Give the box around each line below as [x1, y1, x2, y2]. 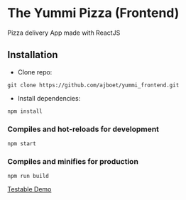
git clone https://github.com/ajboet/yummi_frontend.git [7, 82, 180, 89]
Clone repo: [17, 67, 53, 76]
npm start [7, 140, 37, 148]
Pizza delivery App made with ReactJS [7, 28, 121, 37]
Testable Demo [7, 185, 52, 194]
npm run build [7, 172, 50, 180]
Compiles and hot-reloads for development [7, 124, 160, 134]
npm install [7, 108, 43, 115]
